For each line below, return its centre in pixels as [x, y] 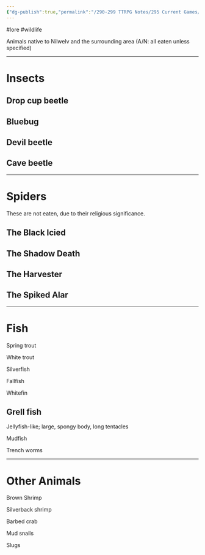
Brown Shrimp [24, 498]
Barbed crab [22, 521]
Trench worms [24, 450]
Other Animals [44, 481]
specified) [19, 48]
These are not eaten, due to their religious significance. [76, 213]
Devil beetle [30, 142]
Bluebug [23, 121]
